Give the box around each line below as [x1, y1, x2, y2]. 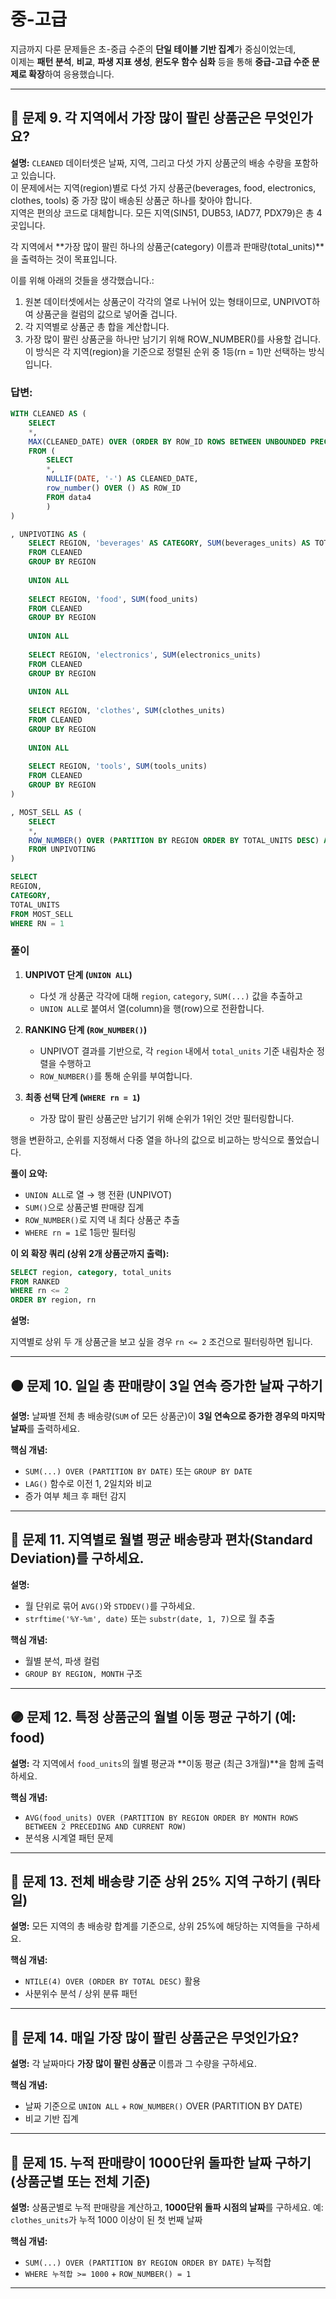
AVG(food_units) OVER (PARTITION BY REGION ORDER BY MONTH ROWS [24, 1813, 299, 1823]
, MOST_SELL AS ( [10, 807, 83, 817]
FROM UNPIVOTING [28, 845, 97, 855]
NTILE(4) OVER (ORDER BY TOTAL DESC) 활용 [24, 1975, 202, 1987]
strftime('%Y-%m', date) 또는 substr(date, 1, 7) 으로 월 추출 [24, 1612, 276, 1624]
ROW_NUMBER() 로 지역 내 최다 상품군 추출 [24, 1213, 181, 1225]
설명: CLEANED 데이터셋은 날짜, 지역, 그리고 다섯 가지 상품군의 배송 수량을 [10, 156, 293, 169]
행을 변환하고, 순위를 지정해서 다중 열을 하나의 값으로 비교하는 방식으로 [10, 1133, 285, 1145]
